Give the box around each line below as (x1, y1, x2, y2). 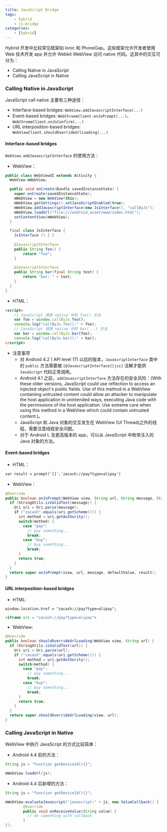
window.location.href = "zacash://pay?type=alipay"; (5, 606, 117, 611)
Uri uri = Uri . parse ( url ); (14, 648, 70, 653)
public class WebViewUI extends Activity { (5, 173, 97, 178)
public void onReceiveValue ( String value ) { (23, 809, 117, 814)
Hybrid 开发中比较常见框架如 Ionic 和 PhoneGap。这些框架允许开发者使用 (5, 45, 156, 50)
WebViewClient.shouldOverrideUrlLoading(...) (12, 130, 108, 135)
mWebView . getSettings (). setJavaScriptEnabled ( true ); (14, 200, 126, 205)
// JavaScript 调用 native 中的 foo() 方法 (14, 313, 101, 318)
